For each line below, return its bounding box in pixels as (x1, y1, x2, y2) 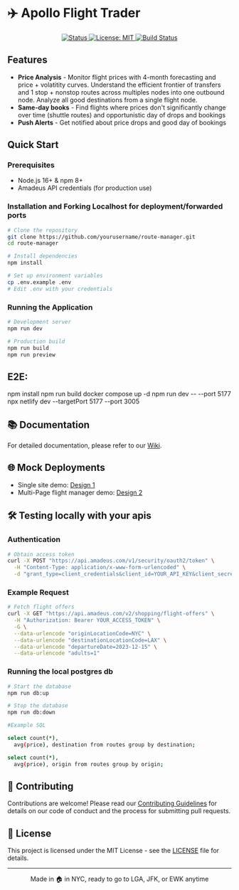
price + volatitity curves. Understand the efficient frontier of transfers (17, 80, 221, 89)
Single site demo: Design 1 (17, 480, 95, 489)
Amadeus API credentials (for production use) (17, 184, 152, 192)
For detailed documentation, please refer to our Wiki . (7, 441, 162, 450)
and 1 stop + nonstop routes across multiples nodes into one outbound (17, 88, 225, 96)
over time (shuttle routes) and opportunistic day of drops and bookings (17, 110, 226, 119)
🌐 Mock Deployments (7, 462, 105, 474)
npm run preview (7, 351, 55, 359)
